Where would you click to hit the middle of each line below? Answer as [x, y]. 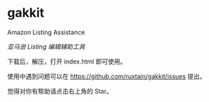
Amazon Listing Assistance [46, 32]
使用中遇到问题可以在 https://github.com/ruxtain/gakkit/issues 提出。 [107, 76]
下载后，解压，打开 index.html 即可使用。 [67, 61]
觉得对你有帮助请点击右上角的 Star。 [60, 91]
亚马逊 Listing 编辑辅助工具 [46, 46]
